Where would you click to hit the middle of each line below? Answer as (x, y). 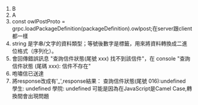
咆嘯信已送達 (28, 73)
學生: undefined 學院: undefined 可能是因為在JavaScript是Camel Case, (99, 88)
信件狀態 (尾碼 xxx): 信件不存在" (51, 66)
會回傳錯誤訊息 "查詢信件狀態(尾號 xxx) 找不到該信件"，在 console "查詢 (101, 58)
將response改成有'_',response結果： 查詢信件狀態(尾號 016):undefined (99, 81)
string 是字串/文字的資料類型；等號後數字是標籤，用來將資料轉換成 (94, 43)
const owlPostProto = (38, 21)
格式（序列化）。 (37, 51)
